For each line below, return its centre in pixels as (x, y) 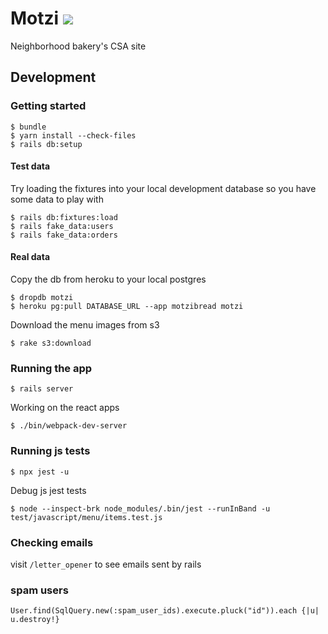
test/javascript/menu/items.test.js (86, 517)
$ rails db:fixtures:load (64, 217)
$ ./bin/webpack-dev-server (69, 426)
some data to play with (57, 199)
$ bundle (28, 127)
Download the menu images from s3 (85, 325)
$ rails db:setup (46, 144)
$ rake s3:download (51, 343)
